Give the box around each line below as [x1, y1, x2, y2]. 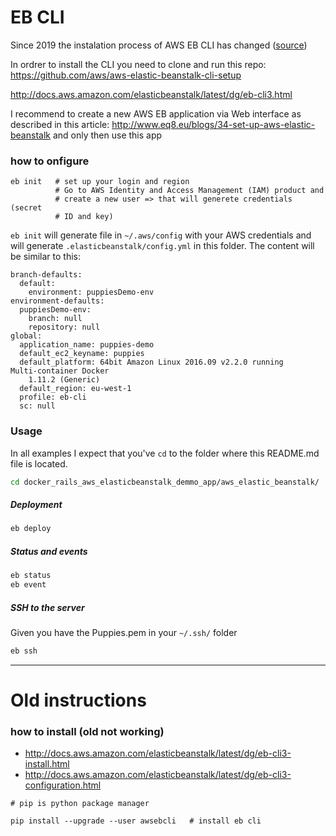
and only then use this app [52, 129, 163, 141]
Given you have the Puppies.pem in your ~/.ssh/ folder [10, 626, 238, 638]
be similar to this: [10, 251, 82, 263]
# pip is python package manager [10, 799, 150, 809]
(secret [10, 203, 43, 213]
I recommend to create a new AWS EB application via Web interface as [10, 107, 302, 120]
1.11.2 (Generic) [28, 375, 101, 385]
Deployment [10, 499, 63, 510]
